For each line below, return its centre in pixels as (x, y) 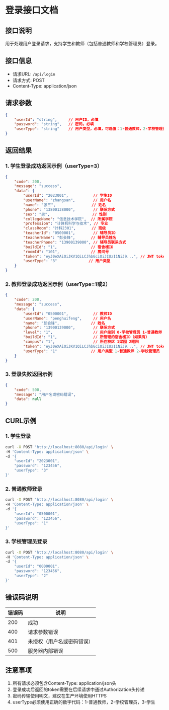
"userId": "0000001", (37, 567)
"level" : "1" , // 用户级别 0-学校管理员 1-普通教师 (93, 333)
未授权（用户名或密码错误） (61, 641)
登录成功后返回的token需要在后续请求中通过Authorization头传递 (78, 689)
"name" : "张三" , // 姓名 (65, 205)
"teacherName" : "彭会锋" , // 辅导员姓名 (70, 238)
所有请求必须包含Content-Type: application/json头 (64, 683)
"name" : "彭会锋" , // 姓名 (64, 323)
